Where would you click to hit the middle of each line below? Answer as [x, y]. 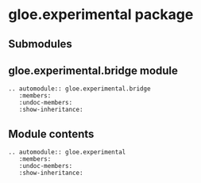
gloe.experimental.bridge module [93, 70]
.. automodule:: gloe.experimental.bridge [79, 89]
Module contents [51, 133]
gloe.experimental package [101, 15]
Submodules [41, 44]
